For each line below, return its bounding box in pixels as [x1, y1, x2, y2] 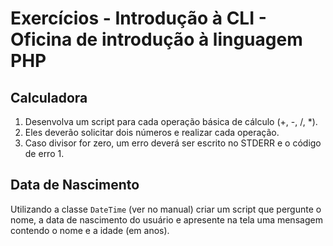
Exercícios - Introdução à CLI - [10, 7, 267, 30]
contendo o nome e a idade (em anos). [10, 224, 170, 236]
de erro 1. [24, 148, 65, 159]
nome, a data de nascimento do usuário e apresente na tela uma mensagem [10, 213, 323, 226]
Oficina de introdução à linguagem [10, 28, 303, 51]
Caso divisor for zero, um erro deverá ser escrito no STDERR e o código [24, 137, 322, 149]
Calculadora [10, 89, 88, 106]
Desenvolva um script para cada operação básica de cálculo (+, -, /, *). [24, 116, 318, 127]
